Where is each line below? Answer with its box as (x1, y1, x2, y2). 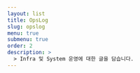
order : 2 (7, 42, 33, 49)
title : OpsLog (7, 17, 49, 24)
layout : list (7, 10, 45, 17)
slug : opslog (7, 23, 45, 30)
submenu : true (7, 36, 49, 43)
